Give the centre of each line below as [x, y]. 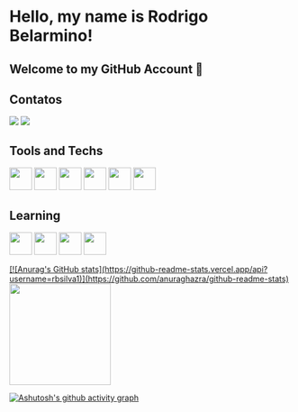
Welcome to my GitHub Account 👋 [107, 69]
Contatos [36, 100]
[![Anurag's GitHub [44, 270]
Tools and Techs [56, 151]
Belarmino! [51, 36]
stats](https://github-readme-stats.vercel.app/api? [174, 270]
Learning [35, 215]
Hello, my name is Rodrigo [109, 17]
